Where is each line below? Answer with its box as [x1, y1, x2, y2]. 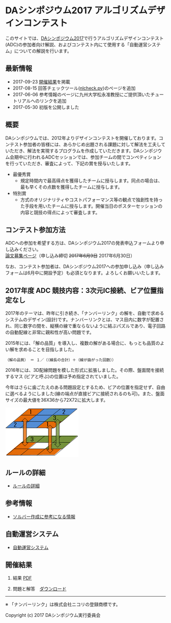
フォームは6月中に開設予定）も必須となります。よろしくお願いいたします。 [5, 270, 163, 276]
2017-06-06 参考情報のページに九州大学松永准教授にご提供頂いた [12, 91, 151, 97]
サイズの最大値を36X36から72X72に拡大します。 [5, 397, 108, 403]
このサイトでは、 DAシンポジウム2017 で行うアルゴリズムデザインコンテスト [5, 35, 164, 41]
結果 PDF [12, 575, 32, 581]
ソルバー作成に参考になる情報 [12, 513, 75, 519]
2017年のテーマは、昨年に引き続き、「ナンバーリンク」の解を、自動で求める [5, 310, 164, 316]
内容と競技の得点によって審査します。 [20, 209, 100, 215]
